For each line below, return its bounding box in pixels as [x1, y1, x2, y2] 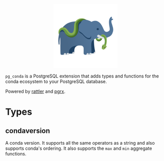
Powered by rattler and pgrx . [5, 88, 66, 94]
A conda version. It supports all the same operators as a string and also [5, 140, 155, 146]
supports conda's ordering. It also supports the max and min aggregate [5, 145, 152, 151]
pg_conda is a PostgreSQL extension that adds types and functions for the [5, 73, 159, 79]
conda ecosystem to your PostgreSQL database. [5, 78, 107, 85]
